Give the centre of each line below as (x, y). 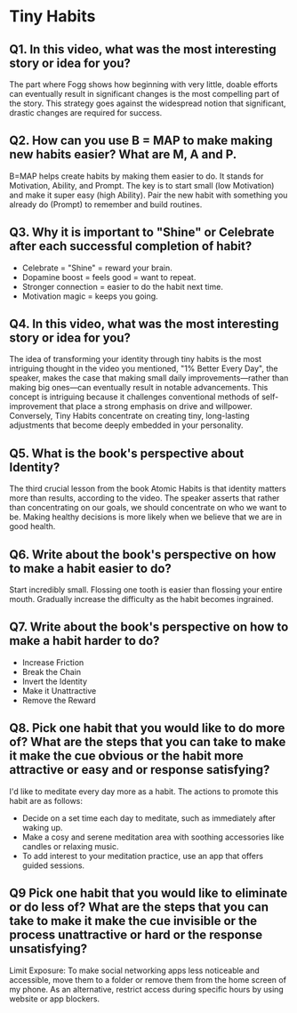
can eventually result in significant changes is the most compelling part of (144, 94)
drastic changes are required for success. (86, 113)
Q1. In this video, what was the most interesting (143, 49)
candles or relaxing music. (70, 846)
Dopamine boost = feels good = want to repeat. (109, 277)
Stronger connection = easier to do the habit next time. (123, 286)
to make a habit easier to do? (90, 568)
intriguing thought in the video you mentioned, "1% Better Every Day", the (144, 369)
